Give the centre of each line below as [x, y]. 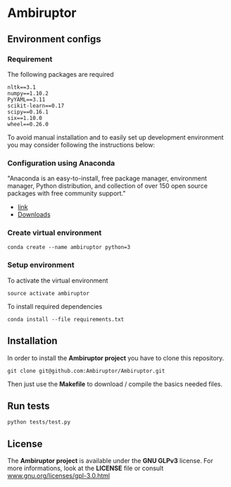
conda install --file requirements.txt [66, 319]
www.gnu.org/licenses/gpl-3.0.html [59, 476]
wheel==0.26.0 [28, 124]
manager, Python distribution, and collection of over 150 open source [107, 186]
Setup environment [41, 265]
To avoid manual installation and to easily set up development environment [115, 137]
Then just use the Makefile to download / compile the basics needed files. [115, 384]
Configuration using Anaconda [61, 163]
